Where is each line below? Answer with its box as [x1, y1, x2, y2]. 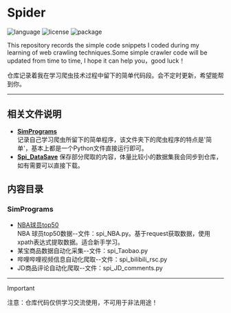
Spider [7, 5, 46, 21]
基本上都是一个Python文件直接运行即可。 [30, 143, 148, 152]
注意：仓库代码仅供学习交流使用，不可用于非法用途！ [7, 299, 158, 307]
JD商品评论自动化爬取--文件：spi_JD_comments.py [16, 264, 163, 272]
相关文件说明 [7, 108, 62, 120]
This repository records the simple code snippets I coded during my [7, 41, 199, 49]
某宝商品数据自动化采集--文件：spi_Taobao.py [16, 247, 148, 255]
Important [7, 284, 35, 292]
